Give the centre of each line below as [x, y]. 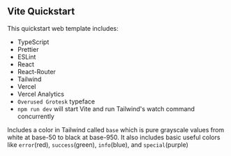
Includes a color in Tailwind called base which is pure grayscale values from [116, 129]
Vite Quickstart [41, 12]
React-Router [36, 71]
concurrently [36, 116]
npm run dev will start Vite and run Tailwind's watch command [106, 108]
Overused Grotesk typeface [56, 101]
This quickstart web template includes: [63, 28]
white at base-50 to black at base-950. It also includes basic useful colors [114, 137]
